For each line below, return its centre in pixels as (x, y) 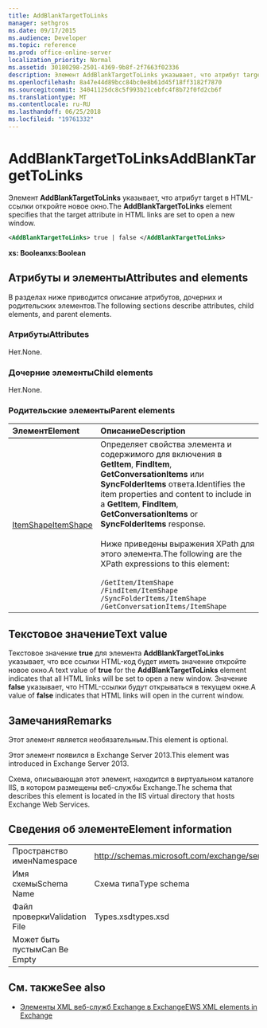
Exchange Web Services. (49, 804)
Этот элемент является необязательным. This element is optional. (118, 740)
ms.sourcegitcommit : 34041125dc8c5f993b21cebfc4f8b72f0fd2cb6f (115, 90)
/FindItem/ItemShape (139, 591)
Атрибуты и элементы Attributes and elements (128, 278)
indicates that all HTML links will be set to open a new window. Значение (128, 678)
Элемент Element (46, 431)
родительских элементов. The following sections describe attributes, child (131, 305)
